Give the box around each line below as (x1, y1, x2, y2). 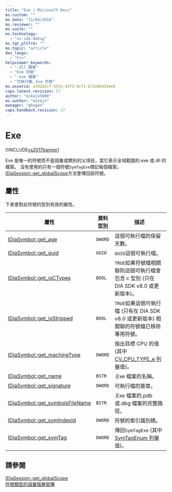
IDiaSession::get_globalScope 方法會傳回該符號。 (5, 170, 109, 176)
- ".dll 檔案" (10, 65, 38, 70)
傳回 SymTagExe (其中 (114, 426, 162, 434)
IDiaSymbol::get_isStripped (8, 314, 73, 322)
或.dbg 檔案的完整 (114, 400, 158, 407)
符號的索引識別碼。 (114, 417, 161, 424)
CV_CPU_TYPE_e (114, 355, 155, 362)
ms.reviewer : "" (5, 22, 40, 27)
